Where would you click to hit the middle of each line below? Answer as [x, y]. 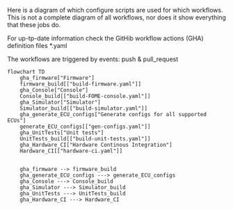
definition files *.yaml [37, 46]
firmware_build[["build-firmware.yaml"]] [80, 84]
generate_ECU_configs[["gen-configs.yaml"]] [85, 127]
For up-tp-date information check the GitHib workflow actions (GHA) [105, 38]
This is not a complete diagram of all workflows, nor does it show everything [116, 17]
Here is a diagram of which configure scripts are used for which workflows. [115, 10]
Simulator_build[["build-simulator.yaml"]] [84, 108]
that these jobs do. [34, 25]
